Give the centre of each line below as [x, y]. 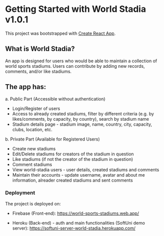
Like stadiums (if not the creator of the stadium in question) [73, 159]
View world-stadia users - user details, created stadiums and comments [86, 170]
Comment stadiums [32, 164]
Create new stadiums [34, 148]
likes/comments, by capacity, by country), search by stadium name [81, 119]
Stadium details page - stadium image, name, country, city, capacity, [82, 124]
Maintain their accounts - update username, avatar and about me [79, 175]
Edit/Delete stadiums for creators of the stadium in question [73, 154]
